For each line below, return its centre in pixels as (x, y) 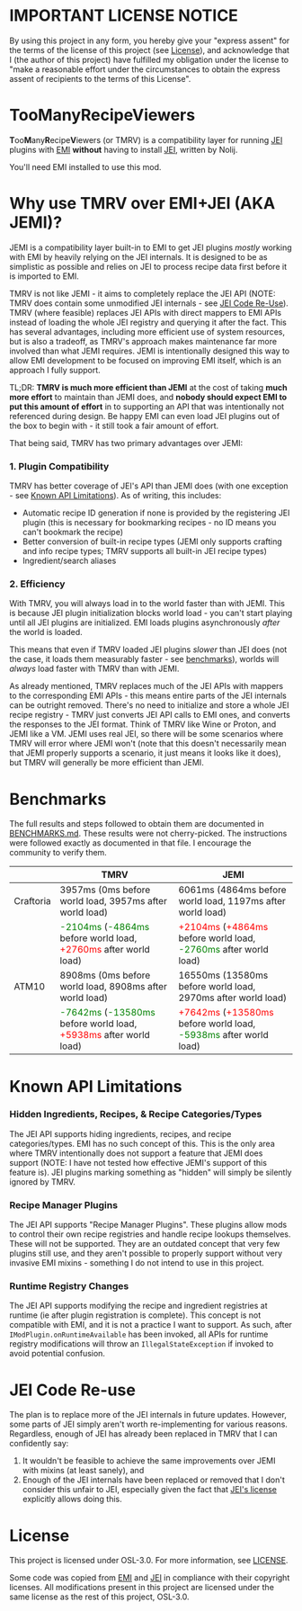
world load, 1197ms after (232, 901)
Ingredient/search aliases (69, 561)
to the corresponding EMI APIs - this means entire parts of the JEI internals (148, 696)
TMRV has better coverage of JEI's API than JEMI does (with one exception (149, 486)
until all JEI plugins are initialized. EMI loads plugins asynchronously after (145, 622)
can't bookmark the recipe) (73, 533)
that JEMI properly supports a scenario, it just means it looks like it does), (145, 753)
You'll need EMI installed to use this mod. (85, 166)
